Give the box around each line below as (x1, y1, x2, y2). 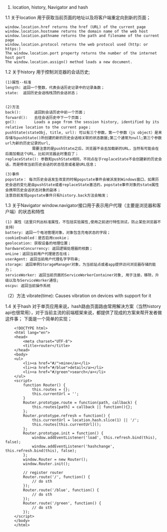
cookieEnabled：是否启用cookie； (5, 235, 70, 240)
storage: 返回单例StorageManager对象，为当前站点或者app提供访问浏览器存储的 (5, 262, 153, 267)
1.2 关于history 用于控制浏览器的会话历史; (5, 69, 90, 74)
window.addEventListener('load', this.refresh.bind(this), (31, 435, 157, 440)
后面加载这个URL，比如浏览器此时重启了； (5, 151, 79, 156)
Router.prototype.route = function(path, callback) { (23, 400, 137, 405)
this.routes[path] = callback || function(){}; (31, 404, 133, 409)
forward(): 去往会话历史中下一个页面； (5, 115, 83, 120)
